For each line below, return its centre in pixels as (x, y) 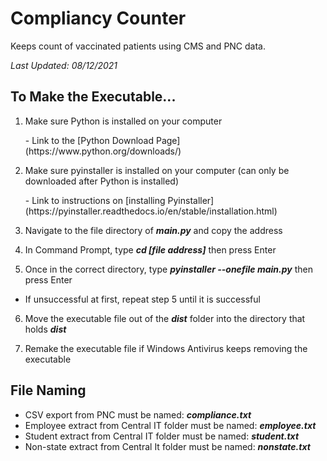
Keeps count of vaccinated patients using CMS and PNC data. (138, 46)
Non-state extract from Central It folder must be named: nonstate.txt (167, 446)
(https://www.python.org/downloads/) (103, 151)
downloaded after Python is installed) (102, 181)
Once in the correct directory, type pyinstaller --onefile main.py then (168, 269)
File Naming (48, 390)
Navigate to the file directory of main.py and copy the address (153, 230)
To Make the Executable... (93, 97)
